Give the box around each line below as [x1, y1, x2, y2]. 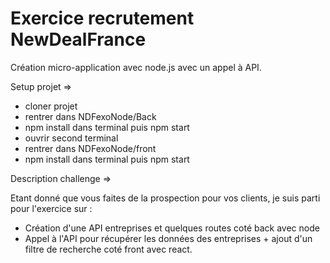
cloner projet [24, 100, 78, 112]
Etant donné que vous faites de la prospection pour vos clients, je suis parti [10, 192, 321, 204]
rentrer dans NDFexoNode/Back [24, 110, 157, 122]
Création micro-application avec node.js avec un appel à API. [10, 61, 262, 73]
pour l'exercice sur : [10, 202, 93, 214]
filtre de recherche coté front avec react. [24, 243, 193, 255]
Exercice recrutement [10, 7, 195, 30]
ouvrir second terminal [24, 132, 119, 144]
